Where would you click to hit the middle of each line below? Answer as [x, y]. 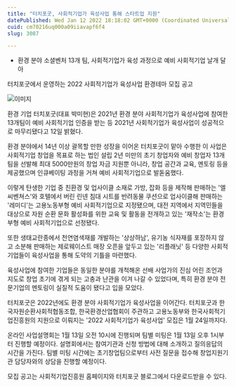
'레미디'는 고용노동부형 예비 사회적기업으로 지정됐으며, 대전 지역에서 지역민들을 [115, 205]
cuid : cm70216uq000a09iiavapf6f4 [56, 27]
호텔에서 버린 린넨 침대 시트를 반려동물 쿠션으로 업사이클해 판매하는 [131, 197]
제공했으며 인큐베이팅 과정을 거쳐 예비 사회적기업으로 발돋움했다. [96, 173]
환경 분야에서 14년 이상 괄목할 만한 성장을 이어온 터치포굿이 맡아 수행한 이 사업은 [117, 146]
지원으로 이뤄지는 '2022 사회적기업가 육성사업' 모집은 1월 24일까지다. [132, 320]
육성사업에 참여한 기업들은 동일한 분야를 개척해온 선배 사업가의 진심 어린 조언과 [115, 270]
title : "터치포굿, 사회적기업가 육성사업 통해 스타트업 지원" [84, 14]
